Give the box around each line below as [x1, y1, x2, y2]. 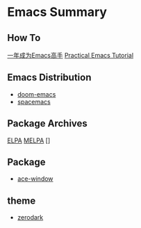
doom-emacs [17, 90, 56, 98]
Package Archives [7, 117, 88, 129]
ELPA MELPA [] [7, 136, 51, 145]
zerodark [17, 213, 44, 222]
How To [7, 32, 41, 44]
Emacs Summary [7, 4, 108, 20]
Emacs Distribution [7, 72, 92, 83]
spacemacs [17, 97, 51, 106]
